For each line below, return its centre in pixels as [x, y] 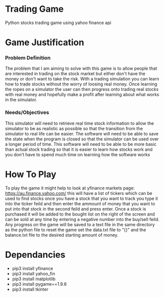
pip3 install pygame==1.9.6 [39, 284]
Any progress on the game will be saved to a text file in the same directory [80, 224]
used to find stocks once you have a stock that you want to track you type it [82, 198]
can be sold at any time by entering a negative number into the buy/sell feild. [82, 219]
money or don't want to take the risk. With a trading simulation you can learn [82, 79]
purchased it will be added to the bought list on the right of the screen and [80, 214]
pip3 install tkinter [30, 289]
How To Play [31, 174]
